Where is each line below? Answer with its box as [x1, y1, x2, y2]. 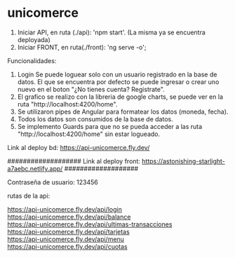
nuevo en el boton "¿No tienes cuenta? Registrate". [17, 85, 165, 93]
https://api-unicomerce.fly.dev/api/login [7, 205, 123, 213]
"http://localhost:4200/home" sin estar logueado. [17, 130, 161, 138]
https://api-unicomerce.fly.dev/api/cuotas [7, 242, 128, 250]
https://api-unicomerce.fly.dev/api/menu [7, 235, 125, 243]
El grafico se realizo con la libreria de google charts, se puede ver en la [17, 93, 223, 101]
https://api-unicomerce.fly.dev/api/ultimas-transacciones [7, 219, 173, 229]
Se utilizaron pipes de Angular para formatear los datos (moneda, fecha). [17, 107, 229, 116]
